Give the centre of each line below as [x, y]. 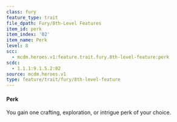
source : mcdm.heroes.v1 [36, 74]
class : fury [21, 12]
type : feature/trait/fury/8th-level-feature [63, 80]
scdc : [13, 63]
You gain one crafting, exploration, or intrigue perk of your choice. [89, 112]
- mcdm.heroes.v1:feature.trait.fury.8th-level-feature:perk [91, 57]
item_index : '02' [28, 35]
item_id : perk [24, 29]
